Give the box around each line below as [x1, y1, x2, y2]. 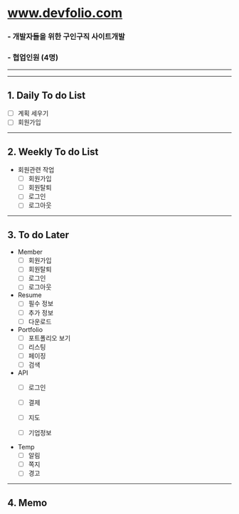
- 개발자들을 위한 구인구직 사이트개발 [7, 32, 125, 42]
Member [17, 247, 43, 257]
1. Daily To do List [7, 89, 86, 101]
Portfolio [17, 325, 43, 333]
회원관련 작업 [17, 166, 55, 174]
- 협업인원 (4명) [7, 53, 59, 63]
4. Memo [7, 496, 48, 509]
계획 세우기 [17, 109, 49, 118]
